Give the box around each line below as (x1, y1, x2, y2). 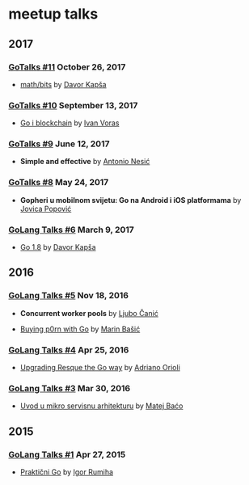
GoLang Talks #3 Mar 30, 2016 (8, 382, 131, 394)
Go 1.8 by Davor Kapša (19, 242, 96, 252)
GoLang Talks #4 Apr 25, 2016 (8, 344, 129, 356)
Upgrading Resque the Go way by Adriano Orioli (19, 363, 180, 373)
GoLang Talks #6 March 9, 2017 (8, 224, 135, 235)
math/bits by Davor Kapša (19, 79, 107, 89)
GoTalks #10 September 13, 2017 (8, 99, 138, 111)
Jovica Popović (19, 204, 72, 213)
